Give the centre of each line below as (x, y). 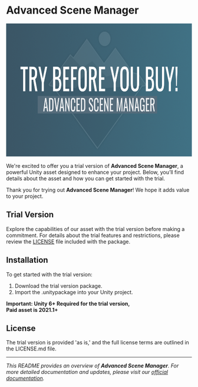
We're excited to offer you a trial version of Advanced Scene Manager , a (95, 165)
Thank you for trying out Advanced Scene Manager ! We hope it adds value (98, 190)
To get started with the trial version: (49, 274)
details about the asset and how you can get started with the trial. (86, 178)
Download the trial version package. (58, 286)
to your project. (25, 196)
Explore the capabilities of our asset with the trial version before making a (95, 229)
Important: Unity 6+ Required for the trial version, (68, 303)
